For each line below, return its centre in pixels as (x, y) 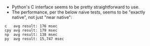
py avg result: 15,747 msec (34, 39)
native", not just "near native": (42, 17)
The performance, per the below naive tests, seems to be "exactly (78, 12)
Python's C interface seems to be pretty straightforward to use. (76, 7)
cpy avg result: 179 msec (31, 31)
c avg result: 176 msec (31, 26)
